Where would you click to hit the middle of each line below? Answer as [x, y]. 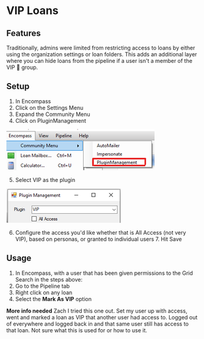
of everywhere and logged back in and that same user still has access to [98, 324]
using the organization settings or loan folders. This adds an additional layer [102, 54]
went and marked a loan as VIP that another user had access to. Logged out [102, 317]
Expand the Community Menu [53, 114]
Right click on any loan [44, 292]
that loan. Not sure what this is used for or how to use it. [77, 330]
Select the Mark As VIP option [53, 299]
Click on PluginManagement [51, 120]
